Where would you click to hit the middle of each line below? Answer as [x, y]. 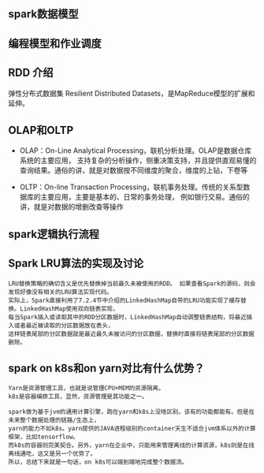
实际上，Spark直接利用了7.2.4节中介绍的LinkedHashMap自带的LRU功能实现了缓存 [125, 300]
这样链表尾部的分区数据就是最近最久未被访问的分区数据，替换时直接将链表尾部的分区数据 [131, 333]
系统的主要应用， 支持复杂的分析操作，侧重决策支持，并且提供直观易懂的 [138, 161]
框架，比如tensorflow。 [43, 437]
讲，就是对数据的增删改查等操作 [71, 207]
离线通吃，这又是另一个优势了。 [52, 454]
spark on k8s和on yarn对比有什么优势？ [106, 368]
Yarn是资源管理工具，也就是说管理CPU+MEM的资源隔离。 [86, 389]
